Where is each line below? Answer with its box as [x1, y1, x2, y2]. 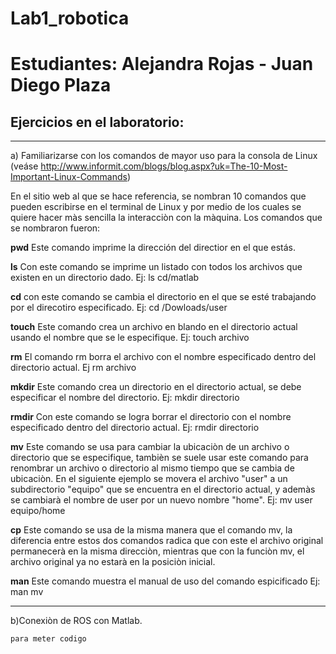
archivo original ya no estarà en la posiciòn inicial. [10, 556, 216, 568]
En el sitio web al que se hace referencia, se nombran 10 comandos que [10, 190, 307, 202]
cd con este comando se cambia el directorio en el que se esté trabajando [10, 291, 317, 303]
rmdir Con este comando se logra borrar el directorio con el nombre [10, 411, 292, 423]
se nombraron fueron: [10, 222, 101, 234]
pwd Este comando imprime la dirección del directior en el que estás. [10, 242, 296, 254]
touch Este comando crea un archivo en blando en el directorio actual [10, 321, 298, 333]
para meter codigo [10, 634, 87, 644]
